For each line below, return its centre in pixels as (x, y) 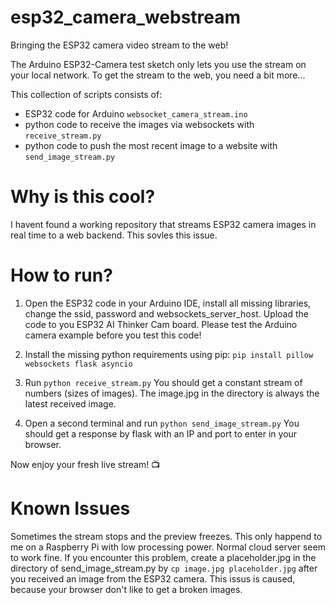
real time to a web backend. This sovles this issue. (114, 235)
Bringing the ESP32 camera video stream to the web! (119, 45)
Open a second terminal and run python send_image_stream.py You (162, 423)
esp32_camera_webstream (126, 17)
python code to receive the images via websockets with (139, 124)
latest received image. (70, 403)
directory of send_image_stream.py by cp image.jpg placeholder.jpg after (164, 568)
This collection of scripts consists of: (86, 94)
